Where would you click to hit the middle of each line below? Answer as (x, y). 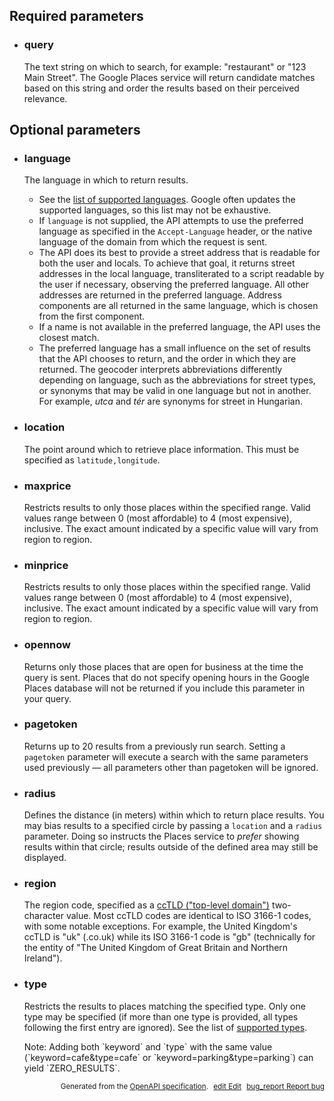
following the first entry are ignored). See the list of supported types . (165, 1027)
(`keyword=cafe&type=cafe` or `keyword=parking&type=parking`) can (168, 1057)
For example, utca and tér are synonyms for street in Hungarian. (170, 401)
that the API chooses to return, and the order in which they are (167, 359)
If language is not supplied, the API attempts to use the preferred (171, 221)
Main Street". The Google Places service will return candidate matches (169, 77)
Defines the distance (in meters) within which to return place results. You (174, 815)
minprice (46, 565)
